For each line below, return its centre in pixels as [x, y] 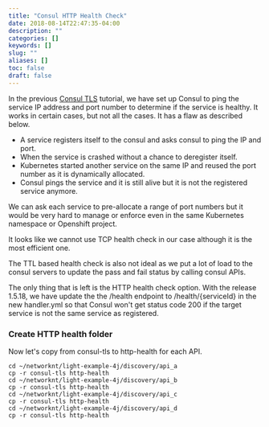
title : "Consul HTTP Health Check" [68, 16]
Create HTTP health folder [61, 334]
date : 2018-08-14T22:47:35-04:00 [64, 23]
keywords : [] [30, 46]
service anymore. [49, 191]
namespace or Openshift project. [63, 224]
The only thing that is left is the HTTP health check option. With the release [132, 287]
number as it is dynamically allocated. [82, 174]
